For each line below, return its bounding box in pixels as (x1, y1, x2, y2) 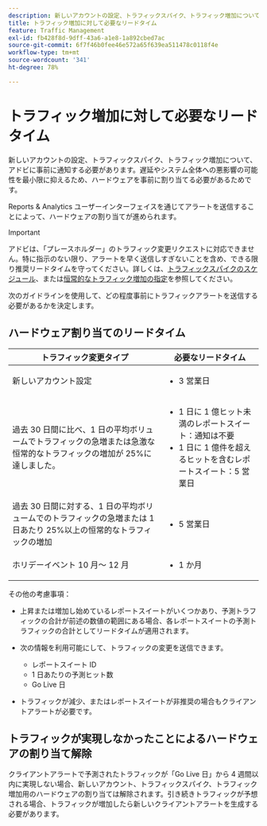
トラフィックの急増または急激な (35, 435, 156, 446)
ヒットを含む (186, 454, 234, 465)
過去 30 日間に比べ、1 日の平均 (12, 423, 130, 434)
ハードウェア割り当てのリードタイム (8, 326, 186, 340)
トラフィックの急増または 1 (51, 512, 155, 524)
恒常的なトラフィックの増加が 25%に (12, 447, 153, 458)
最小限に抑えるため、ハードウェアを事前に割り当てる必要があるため (21, 174, 245, 184)
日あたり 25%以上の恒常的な (12, 524, 121, 536)
